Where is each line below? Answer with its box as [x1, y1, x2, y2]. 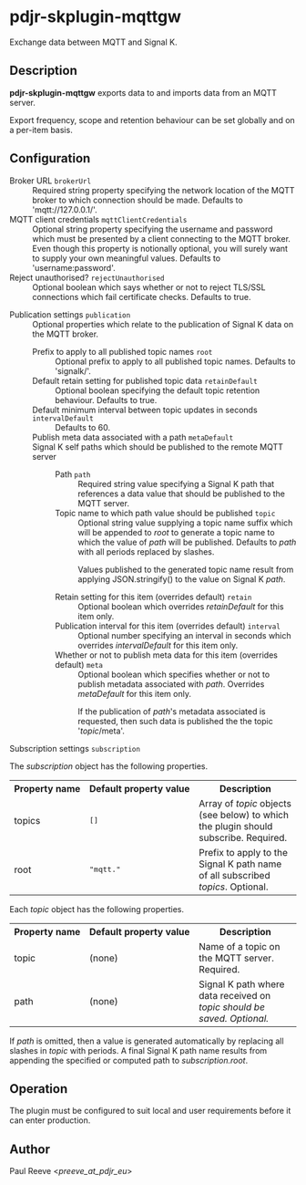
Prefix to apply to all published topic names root [32, 346, 213, 357]
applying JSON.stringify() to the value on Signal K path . [77, 573, 286, 585]
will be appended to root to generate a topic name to [77, 526, 275, 537]
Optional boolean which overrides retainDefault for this [77, 600, 284, 612]
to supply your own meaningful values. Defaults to [32, 253, 221, 264]
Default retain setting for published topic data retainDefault [32, 375, 258, 386]
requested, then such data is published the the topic [77, 715, 273, 726]
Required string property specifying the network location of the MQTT [32, 184, 295, 195]
